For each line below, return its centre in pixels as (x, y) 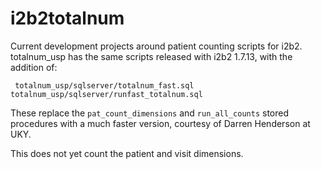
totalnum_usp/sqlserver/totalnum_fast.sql (104, 85)
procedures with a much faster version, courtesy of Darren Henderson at (160, 123)
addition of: (34, 67)
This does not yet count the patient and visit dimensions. (127, 153)
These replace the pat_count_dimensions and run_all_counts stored (149, 113)
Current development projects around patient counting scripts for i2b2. (156, 46)
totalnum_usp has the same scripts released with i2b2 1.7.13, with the (151, 56)
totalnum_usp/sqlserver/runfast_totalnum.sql (106, 94)
